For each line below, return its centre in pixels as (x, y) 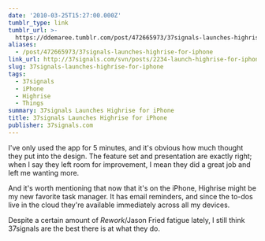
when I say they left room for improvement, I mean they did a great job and (129, 164)
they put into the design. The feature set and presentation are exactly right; (130, 156)
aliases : (22, 45)
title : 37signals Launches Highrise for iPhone (88, 118)
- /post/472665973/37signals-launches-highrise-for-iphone (114, 52)
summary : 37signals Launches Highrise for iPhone (91, 111)
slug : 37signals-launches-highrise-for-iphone (86, 67)
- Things (30, 103)
